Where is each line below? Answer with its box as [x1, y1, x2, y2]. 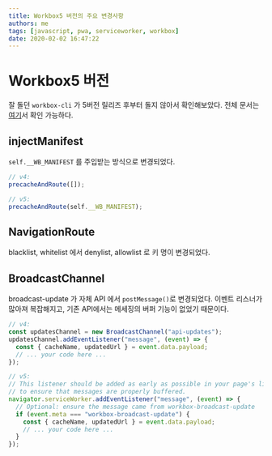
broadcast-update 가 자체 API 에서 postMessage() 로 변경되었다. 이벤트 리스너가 [8, 294, 263, 304]
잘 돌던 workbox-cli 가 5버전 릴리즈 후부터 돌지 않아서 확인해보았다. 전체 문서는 [8, 100, 260, 110]
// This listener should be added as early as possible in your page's [8, 380, 255, 389]
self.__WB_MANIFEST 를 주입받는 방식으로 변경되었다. [8, 157, 176, 166]
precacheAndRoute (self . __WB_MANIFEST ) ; [8, 202, 143, 211]
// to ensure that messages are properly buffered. [8, 388, 186, 396]
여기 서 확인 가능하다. [8, 110, 74, 120]
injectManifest [8, 134, 83, 148]
